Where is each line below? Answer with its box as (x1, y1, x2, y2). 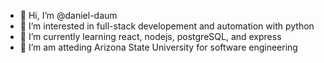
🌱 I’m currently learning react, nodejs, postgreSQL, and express (19, 31, 282, 42)
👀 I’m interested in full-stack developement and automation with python (19, 20, 315, 32)
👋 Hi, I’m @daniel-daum (19, 10, 118, 21)
